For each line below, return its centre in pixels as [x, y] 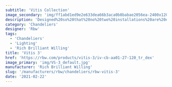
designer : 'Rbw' [23, 29]
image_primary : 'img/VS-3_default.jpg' [48, 62]
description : [19, 19]
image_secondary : [24, 15]
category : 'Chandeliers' [32, 24]
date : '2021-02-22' [26, 77]
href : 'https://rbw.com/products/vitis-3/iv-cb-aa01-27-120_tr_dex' [80, 58]
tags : [11, 34]
